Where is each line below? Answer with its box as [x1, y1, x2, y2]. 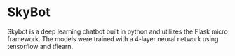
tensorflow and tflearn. [7, 42, 74, 50]
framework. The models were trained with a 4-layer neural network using [7, 34, 219, 43]
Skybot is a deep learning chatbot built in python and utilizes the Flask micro [7, 27, 228, 36]
